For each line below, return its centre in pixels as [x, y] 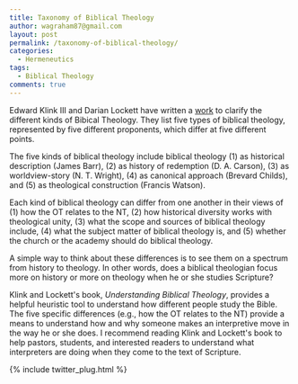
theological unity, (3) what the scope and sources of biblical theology [137, 221]
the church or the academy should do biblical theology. [111, 240]
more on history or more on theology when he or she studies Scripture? [141, 277]
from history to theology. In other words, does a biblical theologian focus [144, 267]
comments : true [38, 85]
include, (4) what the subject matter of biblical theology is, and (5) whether [148, 231]
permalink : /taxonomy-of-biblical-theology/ [94, 43]
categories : [31, 51]
